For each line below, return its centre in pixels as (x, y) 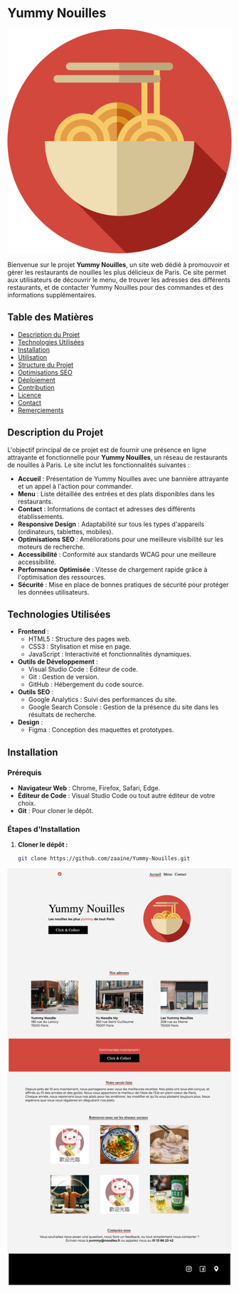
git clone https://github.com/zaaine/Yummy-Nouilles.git (104, 859)
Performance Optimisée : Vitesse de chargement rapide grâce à (112, 569)
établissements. (41, 516)
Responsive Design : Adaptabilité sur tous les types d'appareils (111, 524)
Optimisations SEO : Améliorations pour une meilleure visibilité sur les (121, 539)
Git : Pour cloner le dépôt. (55, 811)
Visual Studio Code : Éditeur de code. (83, 669)
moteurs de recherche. (51, 547)
